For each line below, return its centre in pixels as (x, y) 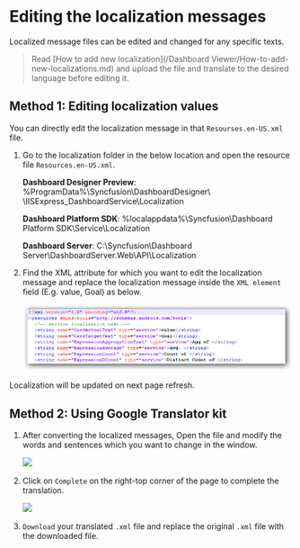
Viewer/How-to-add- (250, 58)
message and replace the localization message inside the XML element (151, 282)
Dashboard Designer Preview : (79, 182)
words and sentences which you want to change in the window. (140, 445)
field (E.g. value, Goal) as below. (82, 292)
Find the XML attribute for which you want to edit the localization (142, 273)
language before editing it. (80, 77)
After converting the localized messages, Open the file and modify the (152, 436)
